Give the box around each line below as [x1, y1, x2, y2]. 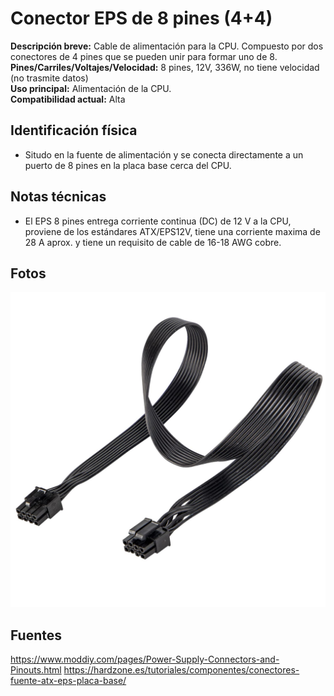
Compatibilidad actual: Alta [10, 93, 126, 105]
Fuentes [10, 627, 63, 644]
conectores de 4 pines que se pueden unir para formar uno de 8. [10, 50, 278, 62]
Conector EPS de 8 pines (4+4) [10, 7, 273, 30]
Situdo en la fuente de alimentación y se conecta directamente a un [24, 148, 304, 161]
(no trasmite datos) [10, 72, 89, 84]
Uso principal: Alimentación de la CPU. [10, 82, 172, 94]
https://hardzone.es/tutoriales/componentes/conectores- [63, 664, 300, 676]
